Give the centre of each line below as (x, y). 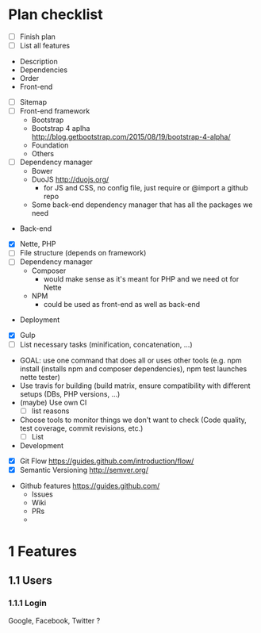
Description (38, 62)
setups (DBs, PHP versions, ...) (70, 393)
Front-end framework (55, 111)
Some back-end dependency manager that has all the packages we (142, 205)
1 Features (43, 551)
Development (42, 445)
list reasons (50, 411)
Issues (42, 494)
